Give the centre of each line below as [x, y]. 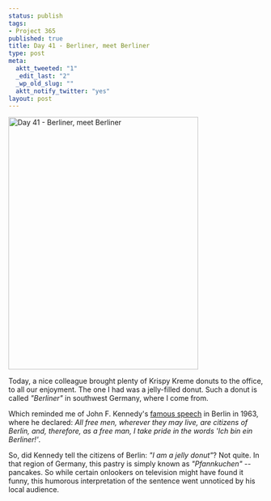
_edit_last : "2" [43, 76]
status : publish [36, 16]
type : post [27, 53]
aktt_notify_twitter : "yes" [63, 91]
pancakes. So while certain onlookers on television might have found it [126, 473]
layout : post [30, 99]
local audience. [34, 490]
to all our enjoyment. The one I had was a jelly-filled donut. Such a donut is [133, 389]
